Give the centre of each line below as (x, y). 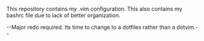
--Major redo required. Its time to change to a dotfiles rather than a (91, 27)
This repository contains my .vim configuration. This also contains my (94, 9)
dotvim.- (187, 27)
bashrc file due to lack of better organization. (64, 15)
